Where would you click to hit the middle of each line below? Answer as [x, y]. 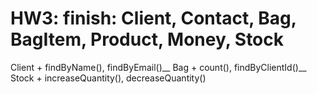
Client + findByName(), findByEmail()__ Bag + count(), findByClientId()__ [158, 67]
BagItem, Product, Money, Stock [147, 39]
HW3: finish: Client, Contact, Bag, [153, 18]
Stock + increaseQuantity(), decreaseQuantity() [108, 78]
